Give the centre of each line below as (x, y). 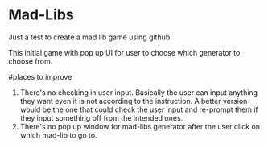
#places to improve (40, 76)
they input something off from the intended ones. (101, 117)
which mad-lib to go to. (59, 135)
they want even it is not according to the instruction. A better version (134, 101)
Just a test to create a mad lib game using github (89, 37)
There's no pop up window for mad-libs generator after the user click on (140, 126)
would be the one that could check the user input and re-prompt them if (139, 109)
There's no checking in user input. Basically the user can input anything (139, 92)
